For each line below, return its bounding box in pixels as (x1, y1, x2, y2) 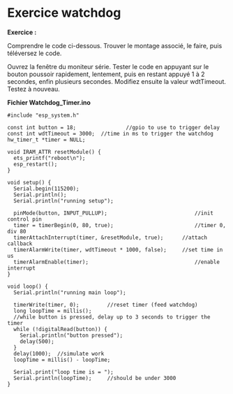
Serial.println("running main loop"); (13, 289, 127, 296)
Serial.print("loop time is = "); (13, 368, 114, 375)
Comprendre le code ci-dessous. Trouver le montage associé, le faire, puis (7, 41, 223, 50)
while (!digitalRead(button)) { (13, 326, 108, 333)
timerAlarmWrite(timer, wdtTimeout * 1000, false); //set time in (13, 246, 223, 253)
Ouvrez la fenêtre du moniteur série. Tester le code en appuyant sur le (7, 62, 209, 71)
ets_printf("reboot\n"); (13, 154, 86, 161)
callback (7, 240, 33, 247)
